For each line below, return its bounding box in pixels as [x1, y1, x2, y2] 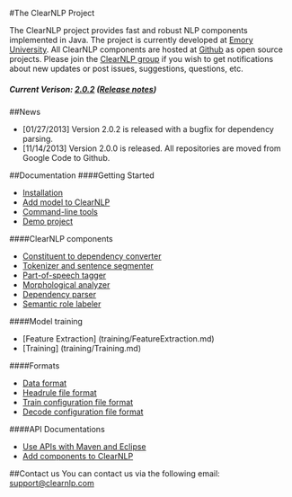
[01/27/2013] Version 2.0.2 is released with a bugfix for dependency [22, 123, 274, 134]
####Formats [9, 359, 60, 371]
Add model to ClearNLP [22, 197, 111, 208]
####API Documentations [9, 423, 105, 434]
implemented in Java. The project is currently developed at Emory [9, 35, 253, 45]
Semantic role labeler [22, 298, 102, 309]
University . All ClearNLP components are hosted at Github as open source [9, 44, 283, 55]
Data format [22, 377, 67, 388]
